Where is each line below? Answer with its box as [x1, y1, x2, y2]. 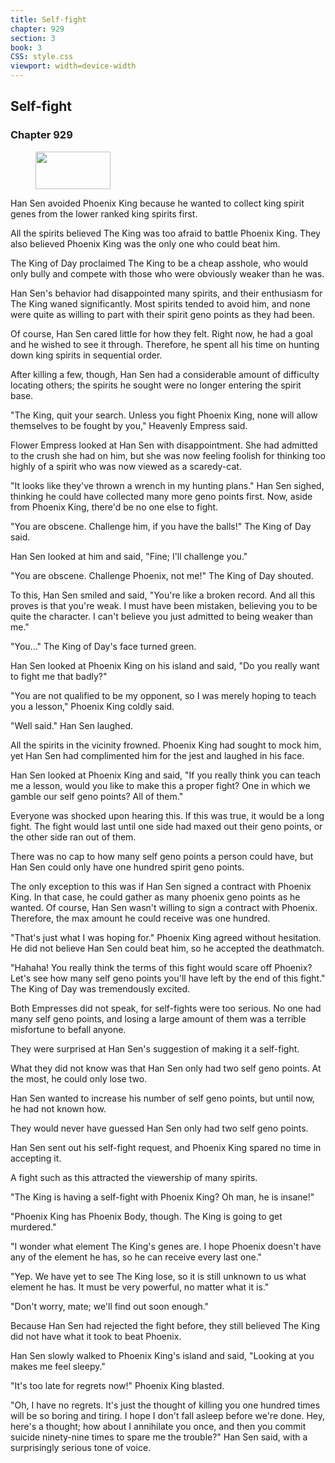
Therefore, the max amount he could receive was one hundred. [10, 912, 271, 924]
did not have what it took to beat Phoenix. [10, 1330, 182, 1342]
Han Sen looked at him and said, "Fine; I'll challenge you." [10, 550, 248, 562]
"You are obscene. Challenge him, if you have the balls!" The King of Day [10, 520, 312, 532]
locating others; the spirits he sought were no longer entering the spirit [10, 379, 302, 391]
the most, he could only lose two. [10, 1072, 148, 1085]
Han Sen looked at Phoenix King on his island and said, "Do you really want [10, 659, 320, 671]
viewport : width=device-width [10, 61, 137, 71]
